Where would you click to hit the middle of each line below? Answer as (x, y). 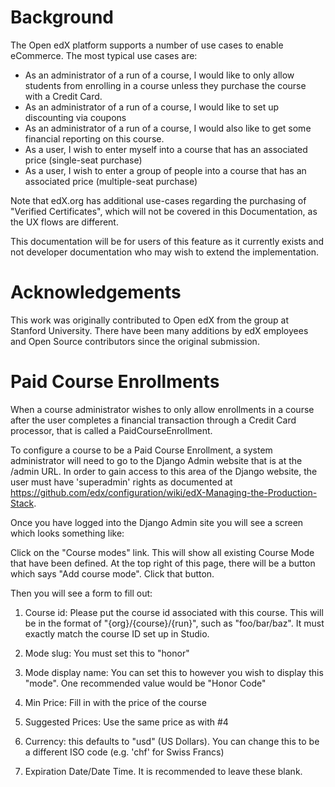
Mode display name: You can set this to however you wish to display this (174, 672)
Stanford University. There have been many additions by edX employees (159, 330)
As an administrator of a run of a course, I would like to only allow (159, 75)
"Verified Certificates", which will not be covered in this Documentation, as (164, 211)
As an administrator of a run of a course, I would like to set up (152, 107)
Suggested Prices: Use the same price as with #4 (126, 722)
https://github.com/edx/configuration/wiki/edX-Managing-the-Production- (164, 492)
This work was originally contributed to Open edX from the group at (150, 320)
